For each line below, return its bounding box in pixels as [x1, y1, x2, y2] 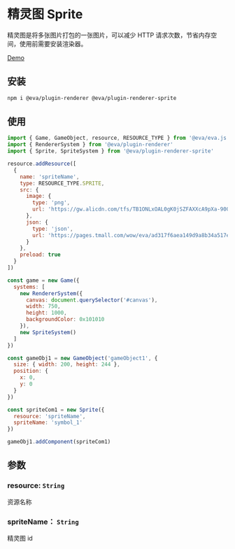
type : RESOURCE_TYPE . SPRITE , [20, 180, 105, 187]
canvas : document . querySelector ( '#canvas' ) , [25, 297, 158, 304]
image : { [25, 193, 52, 200]
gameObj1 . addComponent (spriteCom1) [7, 439, 111, 445]
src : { [20, 186, 39, 193]
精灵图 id [7, 534, 33, 543]
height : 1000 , [25, 309, 68, 317]
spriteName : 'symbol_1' [13, 419, 83, 427]
